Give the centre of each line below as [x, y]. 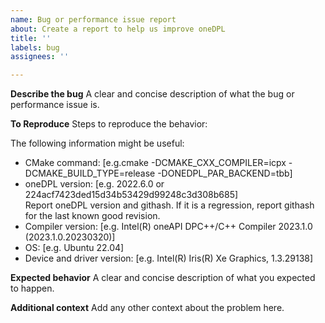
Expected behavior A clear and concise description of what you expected [163, 278]
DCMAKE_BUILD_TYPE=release [90, 173]
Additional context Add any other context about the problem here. [147, 308]
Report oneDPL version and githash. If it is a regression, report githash [169, 205]
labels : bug [35, 47]
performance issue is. [55, 105]
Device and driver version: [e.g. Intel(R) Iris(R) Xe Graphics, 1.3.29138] [169, 258]
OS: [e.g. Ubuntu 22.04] [74, 248]
